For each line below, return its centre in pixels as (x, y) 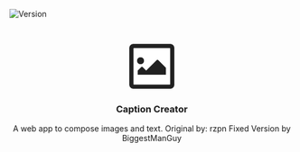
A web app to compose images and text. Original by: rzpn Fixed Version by (152, 129)
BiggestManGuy (152, 139)
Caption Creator (152, 109)
